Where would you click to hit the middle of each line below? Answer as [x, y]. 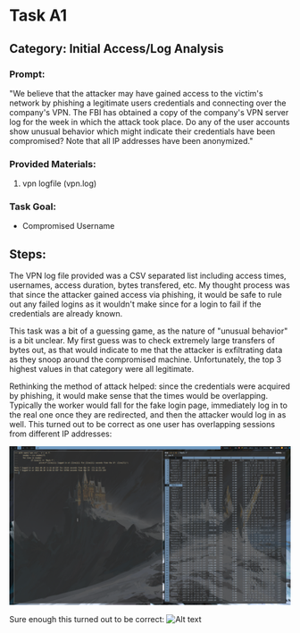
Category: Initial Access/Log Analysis [117, 49]
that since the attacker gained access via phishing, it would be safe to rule [146, 295]
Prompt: [27, 74]
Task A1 [38, 16]
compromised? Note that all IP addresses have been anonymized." [131, 140]
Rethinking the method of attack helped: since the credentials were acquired [150, 386]
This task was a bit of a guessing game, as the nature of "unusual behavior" [149, 331]
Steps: [28, 254]
